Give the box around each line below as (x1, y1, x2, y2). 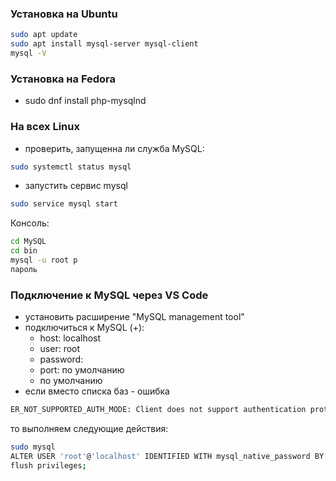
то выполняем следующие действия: (10, 422, 169, 434)
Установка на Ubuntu (10, 7, 118, 21)
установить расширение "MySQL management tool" (24, 311, 245, 323)
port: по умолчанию (39, 364, 125, 376)
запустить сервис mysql (24, 180, 128, 192)
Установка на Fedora (10, 72, 117, 86)
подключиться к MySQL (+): (24, 322, 145, 334)
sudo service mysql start (10, 199, 118, 209)
